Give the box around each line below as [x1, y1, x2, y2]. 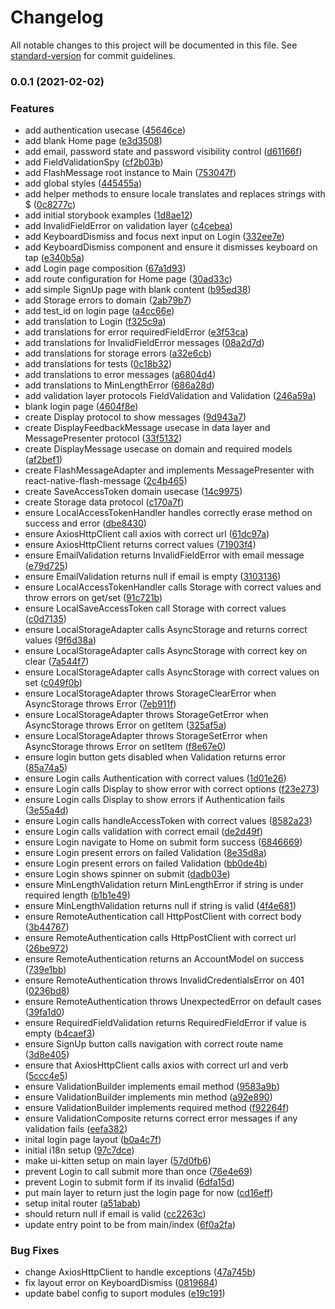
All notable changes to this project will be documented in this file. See [10, 39, 298, 51]
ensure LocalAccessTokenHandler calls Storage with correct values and [24, 581, 322, 593]
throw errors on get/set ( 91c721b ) [24, 592, 163, 604]
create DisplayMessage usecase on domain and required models [24, 443, 293, 455]
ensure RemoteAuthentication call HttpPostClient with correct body [24, 911, 302, 923]
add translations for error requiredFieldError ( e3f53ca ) [24, 326, 249, 338]
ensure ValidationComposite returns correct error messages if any [24, 1112, 298, 1125]
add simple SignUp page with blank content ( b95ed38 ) [24, 284, 252, 296]
